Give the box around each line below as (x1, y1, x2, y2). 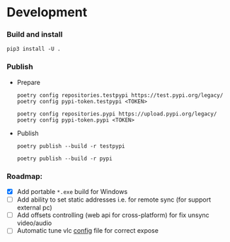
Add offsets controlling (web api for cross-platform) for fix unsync (16, 211, 209, 219)
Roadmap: (6, 171, 43, 181)
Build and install (6, 30, 63, 40)
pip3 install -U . (6, 45, 61, 53)
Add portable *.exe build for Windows (16, 188, 128, 196)
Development (6, 4, 88, 21)
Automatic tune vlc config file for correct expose (16, 226, 159, 235)
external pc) (16, 203, 52, 212)
